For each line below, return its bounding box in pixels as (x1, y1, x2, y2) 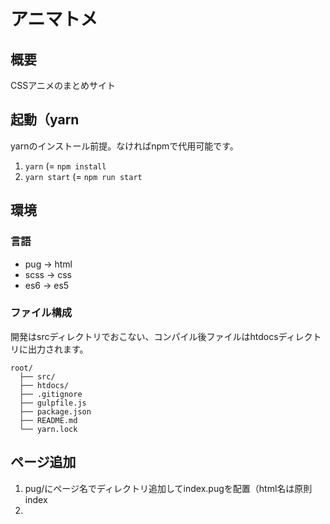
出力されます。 (27, 343, 89, 355)
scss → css (24, 268, 72, 280)
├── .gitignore (19, 389, 83, 399)
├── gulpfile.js (19, 398, 87, 408)
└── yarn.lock (19, 424, 78, 434)
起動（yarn (10, 111, 80, 129)
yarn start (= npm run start (24, 170, 143, 182)
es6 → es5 (24, 279, 70, 291)
